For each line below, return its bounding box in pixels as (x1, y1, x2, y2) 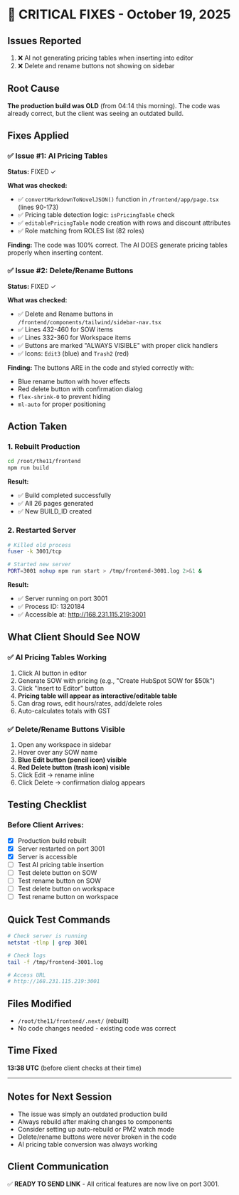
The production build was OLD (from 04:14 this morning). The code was (7, 101, 221, 110)
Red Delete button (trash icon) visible (17, 763, 130, 772)
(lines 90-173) (17, 203, 59, 211)
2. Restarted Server (7, 526, 77, 536)
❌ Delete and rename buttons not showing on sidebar (17, 62, 175, 70)
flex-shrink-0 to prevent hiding (17, 392, 112, 400)
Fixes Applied (7, 129, 70, 142)
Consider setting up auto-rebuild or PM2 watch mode (17, 1125, 174, 1133)
